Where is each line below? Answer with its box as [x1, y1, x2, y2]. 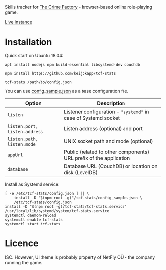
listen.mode [7, 141, 36, 147]
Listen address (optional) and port [63, 125, 143, 132]
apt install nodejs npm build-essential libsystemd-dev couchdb [5, 62, 140, 67]
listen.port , [7, 122, 37, 129]
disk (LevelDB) [63, 169, 98, 176]
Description [97, 100, 125, 107]
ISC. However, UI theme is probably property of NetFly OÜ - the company [5, 254, 155, 260]
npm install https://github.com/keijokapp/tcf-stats [5, 71, 116, 76]
